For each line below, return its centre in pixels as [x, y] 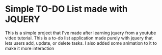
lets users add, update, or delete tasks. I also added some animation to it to [81, 43]
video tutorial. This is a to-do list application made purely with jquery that [79, 38]
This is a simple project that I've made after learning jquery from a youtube [81, 33]
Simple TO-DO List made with [66, 9]
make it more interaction [30, 48]
